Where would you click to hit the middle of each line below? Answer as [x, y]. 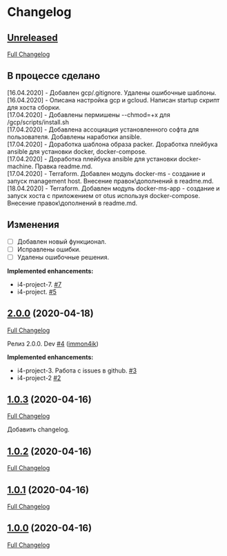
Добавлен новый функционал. [62, 241]
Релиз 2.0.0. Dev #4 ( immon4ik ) [53, 343]
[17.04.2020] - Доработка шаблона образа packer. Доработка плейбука [112, 144]
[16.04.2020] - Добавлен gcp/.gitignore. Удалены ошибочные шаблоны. [112, 92]
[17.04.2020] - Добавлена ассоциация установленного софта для [103, 129]
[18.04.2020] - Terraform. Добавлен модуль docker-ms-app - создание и [113, 188]
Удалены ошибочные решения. [63, 257]
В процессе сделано [54, 76]
